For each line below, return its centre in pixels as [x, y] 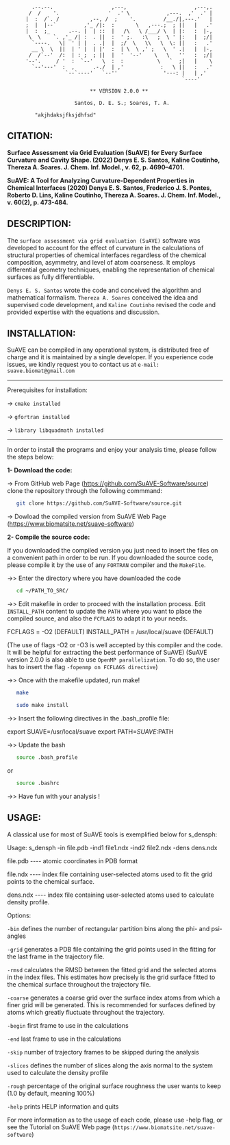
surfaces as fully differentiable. [51, 277]
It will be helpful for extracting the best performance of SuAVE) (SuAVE [107, 653]
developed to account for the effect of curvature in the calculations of [105, 248]
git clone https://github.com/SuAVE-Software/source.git [99, 504]
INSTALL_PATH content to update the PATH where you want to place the [105, 612]
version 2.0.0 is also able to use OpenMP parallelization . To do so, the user [114, 660]
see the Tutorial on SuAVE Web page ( [61, 1127]
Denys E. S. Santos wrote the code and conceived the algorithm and [104, 290]
